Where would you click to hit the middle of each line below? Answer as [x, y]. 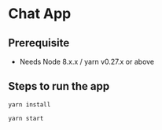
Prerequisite [39, 43]
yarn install [29, 104]
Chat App [40, 14]
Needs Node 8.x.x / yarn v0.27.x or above [87, 61]
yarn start [26, 118]
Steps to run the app [59, 86]
